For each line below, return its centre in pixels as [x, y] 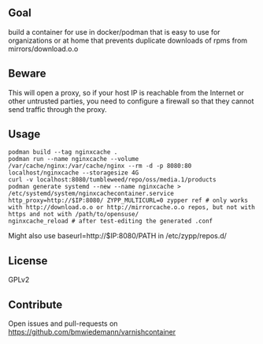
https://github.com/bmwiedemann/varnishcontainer [92, 332]
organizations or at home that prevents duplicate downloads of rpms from [128, 40]
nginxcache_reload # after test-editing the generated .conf [111, 221]
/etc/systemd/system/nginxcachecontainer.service [91, 194]
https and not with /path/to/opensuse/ [74, 215]
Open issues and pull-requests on [63, 323]
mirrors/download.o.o [43, 49]
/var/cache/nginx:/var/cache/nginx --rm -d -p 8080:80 [100, 166]
